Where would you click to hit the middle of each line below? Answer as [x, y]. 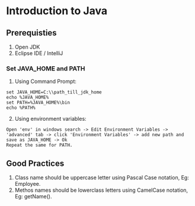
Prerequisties [32, 33]
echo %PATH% [21, 108]
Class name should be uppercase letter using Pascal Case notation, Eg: [102, 178]
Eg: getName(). [33, 197]
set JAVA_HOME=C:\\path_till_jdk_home [54, 92]
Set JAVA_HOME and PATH [46, 68]
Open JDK [27, 47]
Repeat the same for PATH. [39, 145]
